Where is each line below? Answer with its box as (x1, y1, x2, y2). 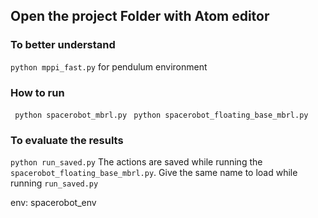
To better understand (10, 38, 116, 52)
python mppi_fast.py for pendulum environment (10, 60, 208, 73)
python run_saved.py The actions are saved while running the (10, 156, 263, 168)
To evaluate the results (10, 133, 124, 147)
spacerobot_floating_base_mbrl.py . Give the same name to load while (10, 167, 298, 179)
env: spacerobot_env (10, 197, 97, 209)
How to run (10, 85, 65, 99)
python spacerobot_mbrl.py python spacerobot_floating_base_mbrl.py (14, 110, 309, 120)
